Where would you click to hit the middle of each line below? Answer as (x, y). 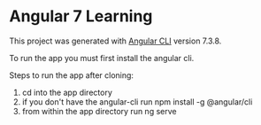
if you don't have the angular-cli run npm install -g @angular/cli (137, 102)
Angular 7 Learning (81, 16)
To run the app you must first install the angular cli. (102, 58)
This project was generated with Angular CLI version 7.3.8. (115, 41)
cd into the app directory (67, 92)
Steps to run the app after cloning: (72, 75)
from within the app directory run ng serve (99, 111)
